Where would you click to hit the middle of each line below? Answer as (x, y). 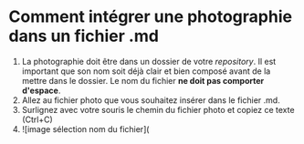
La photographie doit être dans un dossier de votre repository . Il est (149, 61)
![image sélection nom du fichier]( (85, 129)
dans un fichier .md (84, 36)
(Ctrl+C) (37, 119)
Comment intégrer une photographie (151, 17)
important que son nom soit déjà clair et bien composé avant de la (146, 71)
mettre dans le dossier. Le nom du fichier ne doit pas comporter (143, 80)
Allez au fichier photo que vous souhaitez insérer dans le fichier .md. (151, 100)
